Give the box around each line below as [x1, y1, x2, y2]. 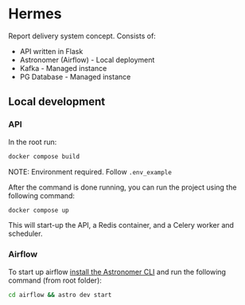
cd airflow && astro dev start [8, 291, 112, 299]
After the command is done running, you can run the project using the [8, 182, 237, 192]
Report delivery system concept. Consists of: [8, 31, 157, 41]
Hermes [8, 5, 62, 23]
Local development [8, 95, 106, 108]
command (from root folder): [8, 276, 102, 285]
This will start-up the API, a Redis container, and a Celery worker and [8, 221, 235, 230]
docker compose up [8, 206, 69, 214]
